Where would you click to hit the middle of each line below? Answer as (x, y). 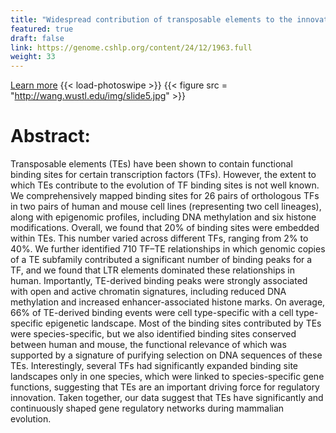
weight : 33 (33, 57)
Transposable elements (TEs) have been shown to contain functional (151, 164)
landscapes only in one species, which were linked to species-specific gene (167, 377)
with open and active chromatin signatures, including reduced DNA (148, 292)
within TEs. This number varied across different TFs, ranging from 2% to (159, 238)
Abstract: (50, 136)
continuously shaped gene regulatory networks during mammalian (147, 408)
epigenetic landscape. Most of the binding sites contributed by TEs (183, 323)
